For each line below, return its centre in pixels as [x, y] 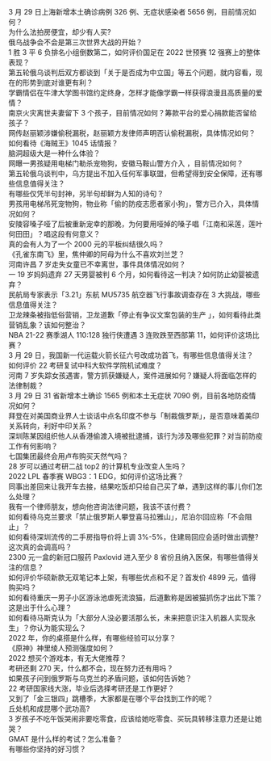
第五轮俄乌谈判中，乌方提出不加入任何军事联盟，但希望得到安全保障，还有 [132, 173]
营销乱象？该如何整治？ [47, 325]
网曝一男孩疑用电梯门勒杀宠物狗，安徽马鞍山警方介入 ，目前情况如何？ [126, 163]
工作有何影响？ [33, 446]
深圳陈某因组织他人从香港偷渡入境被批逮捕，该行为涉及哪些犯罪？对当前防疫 [135, 436]
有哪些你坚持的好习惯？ [47, 749]
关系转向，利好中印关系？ [51, 426]
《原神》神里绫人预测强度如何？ [61, 648]
